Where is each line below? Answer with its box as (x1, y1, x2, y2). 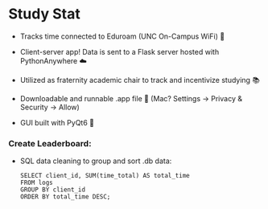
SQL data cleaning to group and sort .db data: (19, 156, 172, 166)
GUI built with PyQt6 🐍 (19, 117, 95, 127)
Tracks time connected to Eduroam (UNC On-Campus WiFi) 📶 (19, 31, 225, 41)
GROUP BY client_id (19, 186, 86, 194)
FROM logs (19, 178, 54, 187)
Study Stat (8, 5, 80, 23)
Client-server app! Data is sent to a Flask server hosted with (19, 47, 220, 56)
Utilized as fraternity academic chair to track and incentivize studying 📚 (19, 75, 260, 84)
